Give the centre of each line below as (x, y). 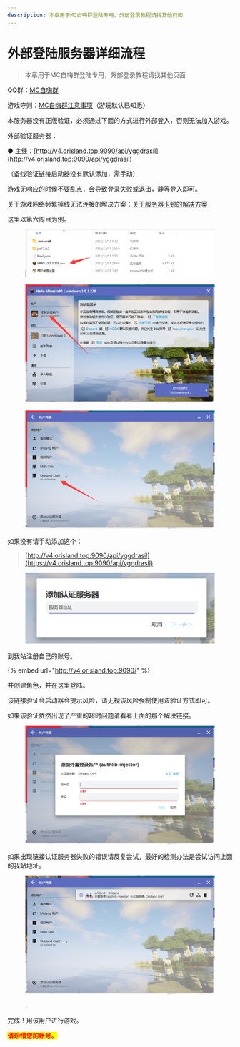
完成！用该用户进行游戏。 (45, 1020)
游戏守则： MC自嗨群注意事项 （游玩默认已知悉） (78, 105)
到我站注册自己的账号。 (42, 656)
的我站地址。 (26, 865)
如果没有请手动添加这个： (45, 541)
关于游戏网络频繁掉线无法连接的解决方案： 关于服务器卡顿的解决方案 (107, 204)
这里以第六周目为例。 (39, 219)
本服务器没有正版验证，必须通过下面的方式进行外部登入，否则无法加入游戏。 (120, 120)
